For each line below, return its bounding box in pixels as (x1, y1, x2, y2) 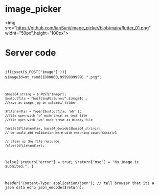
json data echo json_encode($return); (5, 185, 84, 190)
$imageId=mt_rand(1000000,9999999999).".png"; (5, 74, 102, 79)
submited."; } (5, 164, 34, 169)
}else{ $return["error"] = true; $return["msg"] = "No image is (5, 160, 139, 165)
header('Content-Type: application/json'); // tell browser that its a (5, 181, 154, 186)
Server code (5, 48, 56, 58)
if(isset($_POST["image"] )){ (5, 70, 67, 74)
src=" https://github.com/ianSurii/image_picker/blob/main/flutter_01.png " (5, 24, 151, 30)
